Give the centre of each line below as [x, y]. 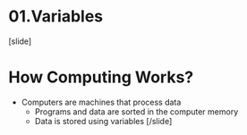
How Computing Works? [101, 77]
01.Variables [56, 17]
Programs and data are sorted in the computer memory [136, 111]
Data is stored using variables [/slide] [103, 121]
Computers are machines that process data [101, 102]
